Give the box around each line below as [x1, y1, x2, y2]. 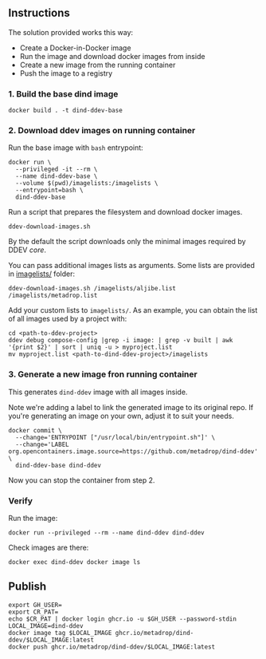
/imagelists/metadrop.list [8, 291, 98, 300]
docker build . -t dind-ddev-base [8, 107, 123, 115]
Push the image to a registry [19, 68, 113, 78]
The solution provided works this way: [8, 27, 134, 37]
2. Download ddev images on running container [8, 125, 196, 136]
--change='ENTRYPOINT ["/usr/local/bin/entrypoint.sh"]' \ [15, 433, 216, 441]
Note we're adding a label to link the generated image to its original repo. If [8, 402, 253, 412]
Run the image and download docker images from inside [19, 51, 205, 61]
